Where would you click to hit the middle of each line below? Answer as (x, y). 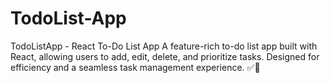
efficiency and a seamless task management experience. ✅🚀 (135, 67)
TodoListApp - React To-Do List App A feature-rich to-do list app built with (164, 46)
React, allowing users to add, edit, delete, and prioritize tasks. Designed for (165, 56)
